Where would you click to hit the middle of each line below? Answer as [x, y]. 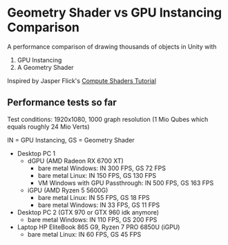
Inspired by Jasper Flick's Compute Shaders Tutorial [82, 80]
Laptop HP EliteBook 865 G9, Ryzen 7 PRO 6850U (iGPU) [98, 227]
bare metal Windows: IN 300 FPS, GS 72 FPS [102, 168]
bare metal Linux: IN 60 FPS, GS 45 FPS [84, 234]
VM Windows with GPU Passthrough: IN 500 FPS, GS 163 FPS [126, 183]
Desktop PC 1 [36, 153]
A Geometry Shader [45, 67]
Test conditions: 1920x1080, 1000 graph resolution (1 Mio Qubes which [108, 119]
